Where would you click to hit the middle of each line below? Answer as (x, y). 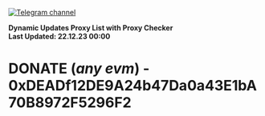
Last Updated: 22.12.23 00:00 (59, 36)
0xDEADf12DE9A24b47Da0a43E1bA (132, 86)
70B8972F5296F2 (70, 103)
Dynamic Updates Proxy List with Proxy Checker (91, 28)
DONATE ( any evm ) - (79, 69)
